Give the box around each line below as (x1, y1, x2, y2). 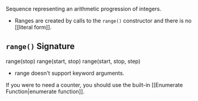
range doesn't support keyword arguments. (14, 69, 125, 77)
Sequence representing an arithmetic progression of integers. (6, 6, 162, 12)
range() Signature (6, 41, 75, 51)
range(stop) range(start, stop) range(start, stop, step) (6, 58, 141, 65)
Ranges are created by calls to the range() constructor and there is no (14, 17, 192, 24)
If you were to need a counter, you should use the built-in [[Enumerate (6, 81, 183, 88)
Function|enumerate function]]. (6, 88, 85, 95)
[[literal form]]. (14, 24, 52, 31)
